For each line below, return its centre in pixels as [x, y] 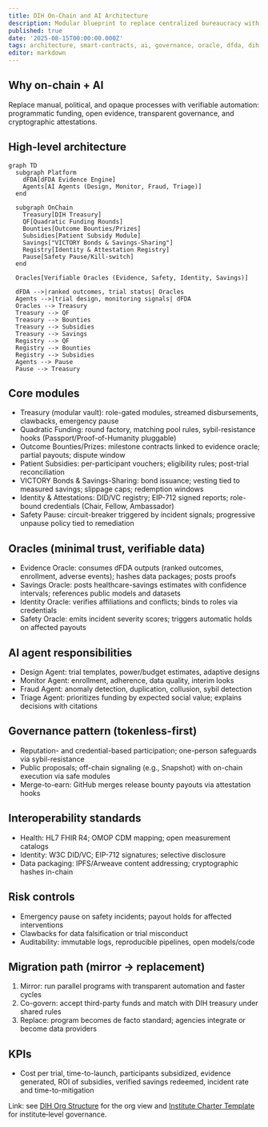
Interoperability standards [75, 818]
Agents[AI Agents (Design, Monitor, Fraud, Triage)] [112, 186]
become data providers [58, 1029]
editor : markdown [37, 53]
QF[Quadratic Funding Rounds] [73, 221]
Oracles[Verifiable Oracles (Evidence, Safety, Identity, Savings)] [132, 277]
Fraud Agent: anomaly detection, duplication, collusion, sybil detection [136, 689]
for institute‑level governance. [58, 1114]
